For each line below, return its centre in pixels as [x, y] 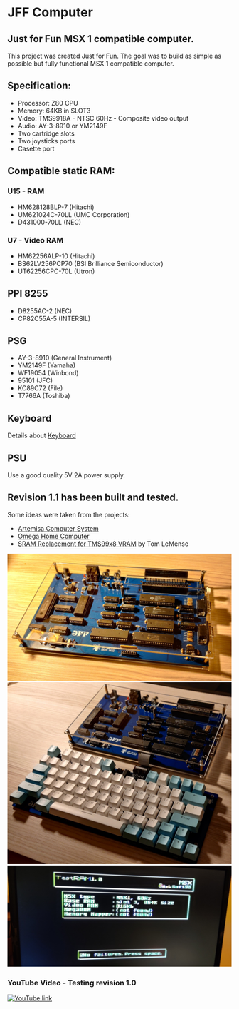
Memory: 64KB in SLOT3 [54, 111]
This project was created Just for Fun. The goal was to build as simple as [115, 56]
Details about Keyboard [42, 435]
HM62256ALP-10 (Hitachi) [56, 256]
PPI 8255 [28, 294]
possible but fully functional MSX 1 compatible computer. [91, 64]
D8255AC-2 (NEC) [45, 310]
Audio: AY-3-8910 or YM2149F [63, 126]
